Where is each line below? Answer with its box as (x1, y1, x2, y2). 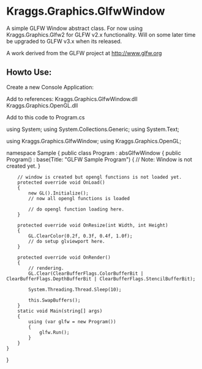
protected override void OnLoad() (17, 179, 105, 185)
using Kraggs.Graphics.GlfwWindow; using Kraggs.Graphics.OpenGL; (6, 137, 182, 144)
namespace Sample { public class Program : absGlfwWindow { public (6, 149, 182, 157)
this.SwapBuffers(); (28, 297, 81, 304)
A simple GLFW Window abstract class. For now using (6, 24, 143, 32)
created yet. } (6, 162, 41, 170)
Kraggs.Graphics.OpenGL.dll (6, 102, 78, 109)
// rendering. (28, 265, 64, 271)
